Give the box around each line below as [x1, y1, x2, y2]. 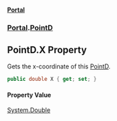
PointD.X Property [7, 44, 87, 55]
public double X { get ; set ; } [7, 76, 97, 83]
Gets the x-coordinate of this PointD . [7, 62, 111, 71]
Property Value [7, 91, 52, 99]
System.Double [7, 106, 51, 114]
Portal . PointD [7, 23, 53, 32]
